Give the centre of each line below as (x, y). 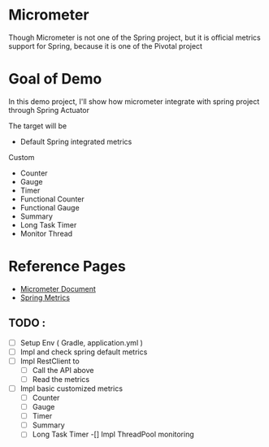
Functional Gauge (50, 207)
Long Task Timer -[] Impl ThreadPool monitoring (113, 434)
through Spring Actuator (49, 110)
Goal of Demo (55, 79)
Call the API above (63, 370)
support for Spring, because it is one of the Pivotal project (106, 46)
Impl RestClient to (50, 361)
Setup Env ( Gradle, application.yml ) (82, 342)
